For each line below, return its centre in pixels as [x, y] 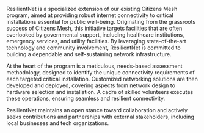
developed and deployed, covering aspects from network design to [91, 85]
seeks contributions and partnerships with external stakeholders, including [100, 117]
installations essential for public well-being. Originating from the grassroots [101, 22]
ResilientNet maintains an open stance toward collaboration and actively [97, 110]
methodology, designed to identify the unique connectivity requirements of [100, 72]
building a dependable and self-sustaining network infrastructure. [89, 54]
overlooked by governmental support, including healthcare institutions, [95, 35]
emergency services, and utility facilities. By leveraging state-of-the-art [96, 41]
